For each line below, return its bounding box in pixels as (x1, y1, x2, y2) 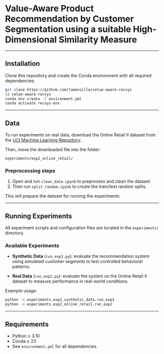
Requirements (5, 320, 49, 328)
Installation (5, 60, 40, 68)
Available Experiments (5, 243, 60, 249)
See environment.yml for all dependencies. (12, 343, 98, 350)
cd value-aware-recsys (5, 91, 51, 97)
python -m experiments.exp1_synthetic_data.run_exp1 (5, 297, 115, 302)
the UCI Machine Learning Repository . (5, 137, 82, 143)
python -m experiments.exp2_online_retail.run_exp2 (5, 302, 112, 307)
